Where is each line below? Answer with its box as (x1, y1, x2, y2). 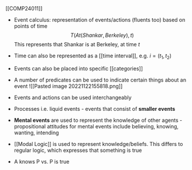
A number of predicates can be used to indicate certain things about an (13, 76, 187, 83)
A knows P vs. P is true (13, 158, 70, 165)
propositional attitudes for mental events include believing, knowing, (13, 123, 179, 130)
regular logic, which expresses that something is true (13, 147, 142, 154)
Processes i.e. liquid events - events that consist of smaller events (13, 105, 176, 112)
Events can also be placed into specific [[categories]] (13, 64, 143, 72)
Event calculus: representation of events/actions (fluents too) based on (13, 16, 186, 23)
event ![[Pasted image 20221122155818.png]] (13, 82, 123, 90)
